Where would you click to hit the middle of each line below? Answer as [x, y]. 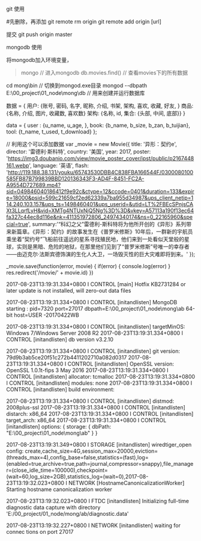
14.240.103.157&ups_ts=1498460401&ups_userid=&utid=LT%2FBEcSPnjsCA [100, 204]
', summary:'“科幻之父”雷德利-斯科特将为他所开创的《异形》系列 [107, 224]
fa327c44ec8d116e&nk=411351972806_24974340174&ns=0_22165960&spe [100, 217]
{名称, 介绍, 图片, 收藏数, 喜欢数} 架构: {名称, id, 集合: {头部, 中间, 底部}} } [96, 113]
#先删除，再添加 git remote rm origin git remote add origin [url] [84, 22]
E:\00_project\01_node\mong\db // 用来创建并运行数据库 [76, 93]
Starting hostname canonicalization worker [59, 489]
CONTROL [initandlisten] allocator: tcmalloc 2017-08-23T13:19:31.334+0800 [101, 377]
